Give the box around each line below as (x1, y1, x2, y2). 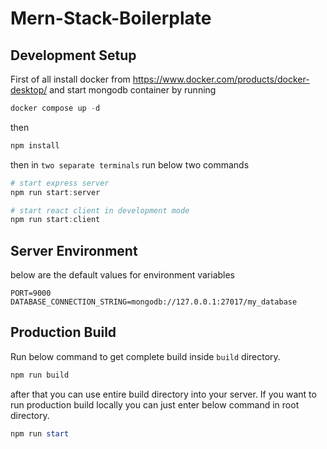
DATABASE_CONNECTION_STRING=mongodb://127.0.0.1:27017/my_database (10, 297, 298, 307)
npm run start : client (10, 215, 101, 225)
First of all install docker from (10, 73, 131, 85)
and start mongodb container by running (49, 84, 217, 96)
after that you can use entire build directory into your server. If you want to (10, 388, 317, 400)
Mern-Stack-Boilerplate (10, 7, 212, 30)
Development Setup (10, 47, 137, 64)
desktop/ (10, 84, 48, 96)
